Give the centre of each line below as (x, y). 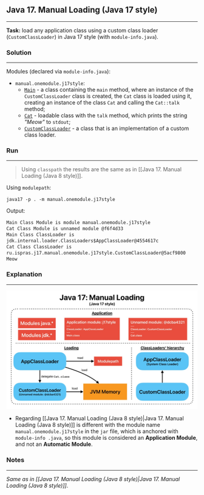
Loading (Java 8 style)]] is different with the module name (88, 425)
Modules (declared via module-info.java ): (59, 72)
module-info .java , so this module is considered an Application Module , (106, 438)
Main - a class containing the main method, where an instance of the (109, 90)
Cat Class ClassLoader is (39, 247)
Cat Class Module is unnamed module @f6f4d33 (65, 229)
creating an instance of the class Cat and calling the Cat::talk (102, 103)
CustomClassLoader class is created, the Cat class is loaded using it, (108, 96)
